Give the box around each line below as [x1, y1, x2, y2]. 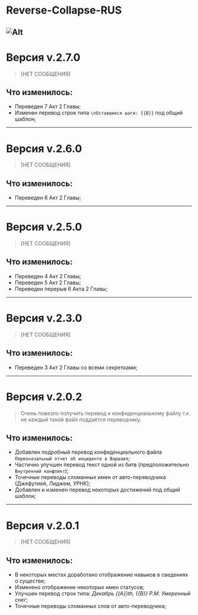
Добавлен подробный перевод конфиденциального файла [14, 448, 162, 455]
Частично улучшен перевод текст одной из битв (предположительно [14, 461, 190, 468]
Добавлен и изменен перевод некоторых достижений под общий [14, 486, 181, 493]
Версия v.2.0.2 [6, 390, 82, 404]
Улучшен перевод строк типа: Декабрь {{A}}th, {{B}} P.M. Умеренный [14, 590, 191, 597]
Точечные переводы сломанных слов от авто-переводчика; [14, 603, 167, 610]
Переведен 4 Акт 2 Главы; [14, 272, 81, 279]
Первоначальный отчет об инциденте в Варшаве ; [14, 455, 130, 462]
